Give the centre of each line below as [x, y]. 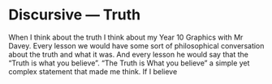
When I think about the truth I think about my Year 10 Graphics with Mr [126, 37]
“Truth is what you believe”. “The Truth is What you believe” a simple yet [129, 63]
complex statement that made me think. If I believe [93, 71]
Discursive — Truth [74, 15]
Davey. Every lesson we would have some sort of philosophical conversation [136, 45]
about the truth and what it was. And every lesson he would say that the [129, 54]
